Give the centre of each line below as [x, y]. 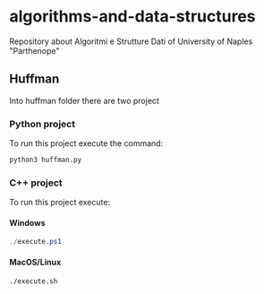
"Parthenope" [34, 50]
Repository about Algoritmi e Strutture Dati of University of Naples [131, 41]
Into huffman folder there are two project [84, 100]
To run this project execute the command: [86, 143]
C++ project [36, 183]
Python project [43, 124]
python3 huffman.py [46, 160]
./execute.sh [34, 281]
